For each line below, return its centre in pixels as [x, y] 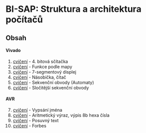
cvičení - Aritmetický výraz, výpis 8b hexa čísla [61, 115]
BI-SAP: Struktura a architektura [73, 9]
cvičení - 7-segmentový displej [44, 72]
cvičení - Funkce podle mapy [42, 66]
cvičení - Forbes [30, 126]
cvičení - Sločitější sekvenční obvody [51, 88]
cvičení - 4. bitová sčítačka [40, 61]
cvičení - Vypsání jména [37, 110]
